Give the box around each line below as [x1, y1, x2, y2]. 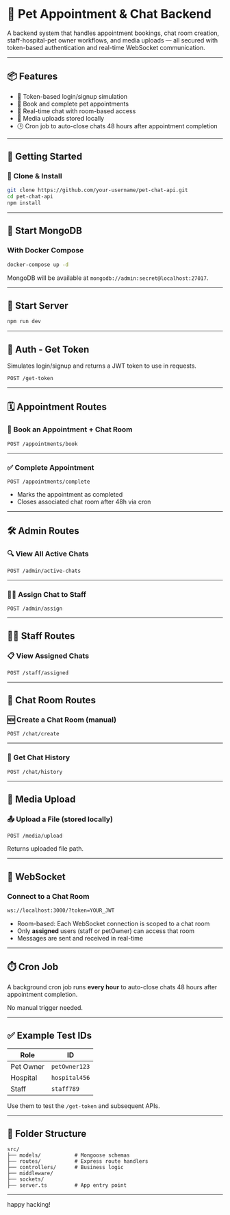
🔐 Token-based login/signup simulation [16, 92, 128, 100]
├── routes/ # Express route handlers [7, 1158, 149, 1165]
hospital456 [51, 1074, 90, 1081]
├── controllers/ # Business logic [7, 1164, 125, 1171]
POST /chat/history [7, 768, 63, 775]
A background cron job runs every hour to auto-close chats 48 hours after [7, 982, 218, 991]
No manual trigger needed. [7, 1003, 84, 1011]
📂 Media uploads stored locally [16, 114, 105, 122]
